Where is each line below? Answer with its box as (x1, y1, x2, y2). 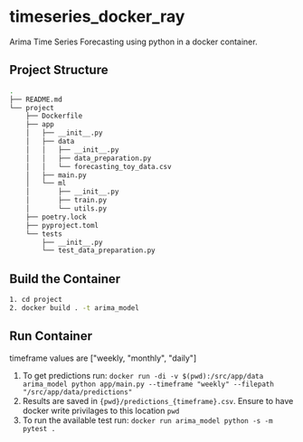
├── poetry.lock (25, 212, 88, 221)
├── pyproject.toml (25, 221, 99, 230)
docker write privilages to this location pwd (22, 405, 180, 416)
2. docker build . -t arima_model (9, 303, 140, 313)
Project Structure (9, 62, 109, 78)
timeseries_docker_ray (9, 6, 185, 27)
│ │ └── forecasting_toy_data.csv (25, 162, 172, 171)
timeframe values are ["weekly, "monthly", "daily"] (9, 353, 197, 363)
